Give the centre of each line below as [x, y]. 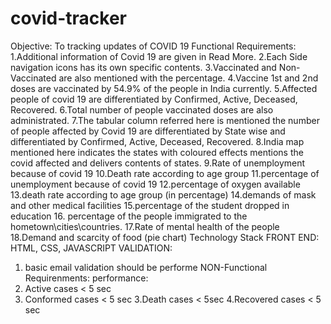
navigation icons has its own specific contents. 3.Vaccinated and [143, 67]
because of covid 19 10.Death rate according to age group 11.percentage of [165, 173]
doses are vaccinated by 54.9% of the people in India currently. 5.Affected [164, 88]
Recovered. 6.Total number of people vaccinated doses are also [142, 109]
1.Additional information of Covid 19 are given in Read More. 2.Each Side [159, 56]
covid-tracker [68, 18]
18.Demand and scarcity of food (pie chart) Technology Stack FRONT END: [165, 237]
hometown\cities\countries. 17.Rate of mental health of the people [145, 226]
